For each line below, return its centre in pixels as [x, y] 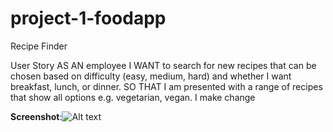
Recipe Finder [39, 46]
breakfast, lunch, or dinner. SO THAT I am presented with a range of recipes [166, 86]
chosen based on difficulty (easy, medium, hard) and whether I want [151, 76]
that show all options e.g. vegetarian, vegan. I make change [133, 97]
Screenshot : [36, 116]
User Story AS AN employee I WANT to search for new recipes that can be [163, 65]
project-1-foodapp [88, 18]
